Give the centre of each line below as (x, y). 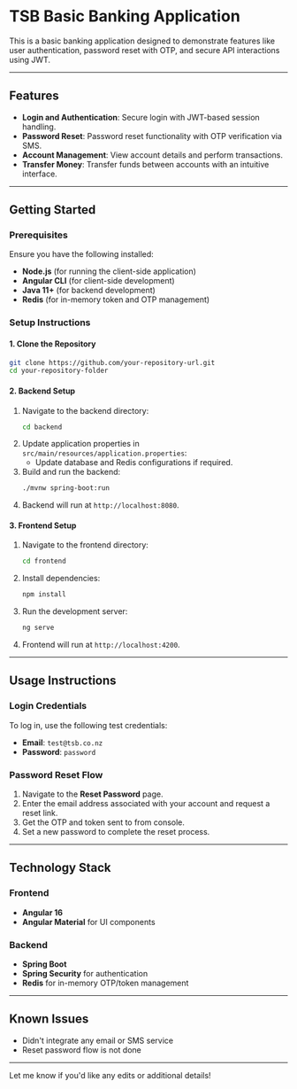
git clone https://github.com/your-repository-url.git (112, 362)
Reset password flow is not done (81, 1050)
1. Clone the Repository (53, 344)
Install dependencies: (61, 579)
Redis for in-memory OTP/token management (105, 983)
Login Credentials (48, 706)
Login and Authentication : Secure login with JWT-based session (141, 117)
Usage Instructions (63, 681)
